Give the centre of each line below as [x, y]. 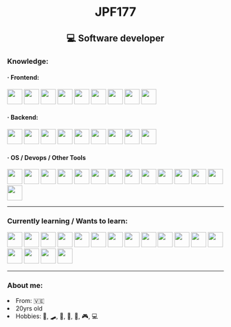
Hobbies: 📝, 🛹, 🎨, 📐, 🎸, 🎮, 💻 [57, 316]
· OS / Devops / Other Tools [46, 157]
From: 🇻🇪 [30, 300]
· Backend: [23, 117]
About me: [25, 286]
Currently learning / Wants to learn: [68, 221]
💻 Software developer [115, 38]
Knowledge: [28, 61]
